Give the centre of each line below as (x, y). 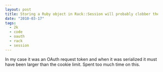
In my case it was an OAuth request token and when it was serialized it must (81, 59)
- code (16, 32)
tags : (10, 23)
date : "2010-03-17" (25, 18)
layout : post (18, 9)
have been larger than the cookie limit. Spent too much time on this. (73, 64)
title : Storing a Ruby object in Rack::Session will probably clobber (78, 14)
